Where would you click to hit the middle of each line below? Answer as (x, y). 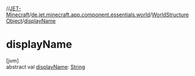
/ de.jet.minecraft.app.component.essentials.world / (90, 15)
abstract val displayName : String (46, 67)
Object (14, 21)
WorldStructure (170, 15)
